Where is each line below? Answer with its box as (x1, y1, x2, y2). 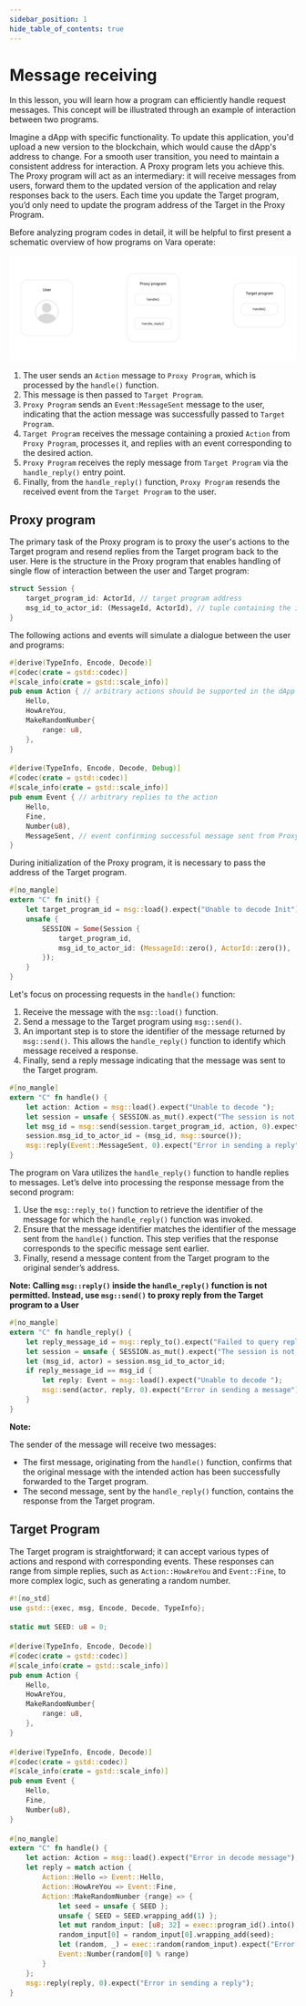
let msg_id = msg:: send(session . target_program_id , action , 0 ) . (25, 1122, 275, 1131)
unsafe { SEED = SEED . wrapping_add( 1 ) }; (57, 1911, 219, 1920)
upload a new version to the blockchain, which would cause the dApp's (9, 141, 277, 152)
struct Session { (9, 584, 76, 594)
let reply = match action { (25, 1863, 132, 1873)
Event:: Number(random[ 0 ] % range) (57, 1949, 189, 1959)
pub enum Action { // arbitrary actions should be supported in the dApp (9, 687, 296, 697)
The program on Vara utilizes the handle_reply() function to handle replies (9, 1167, 290, 1178)
